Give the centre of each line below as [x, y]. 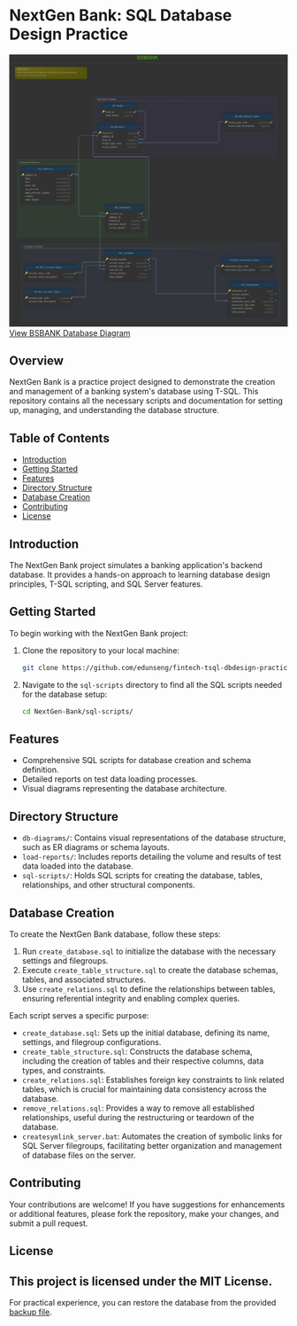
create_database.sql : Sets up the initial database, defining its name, [146, 1033]
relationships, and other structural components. [109, 885]
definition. [40, 770]
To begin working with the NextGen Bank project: [99, 633]
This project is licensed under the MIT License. [141, 1281]
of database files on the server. [79, 1155]
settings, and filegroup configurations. [91, 1042]
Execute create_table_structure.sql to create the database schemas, [150, 971]
